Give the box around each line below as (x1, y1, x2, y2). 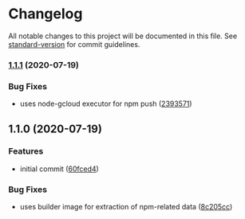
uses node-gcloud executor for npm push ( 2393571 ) (19, 99, 193, 108)
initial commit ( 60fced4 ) (19, 164, 100, 174)
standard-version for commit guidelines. (8, 39, 140, 49)
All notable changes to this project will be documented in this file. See (8, 31, 238, 41)
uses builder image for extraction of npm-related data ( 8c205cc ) (19, 202, 233, 212)
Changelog (8, 5, 83, 23)
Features (8, 146, 44, 157)
